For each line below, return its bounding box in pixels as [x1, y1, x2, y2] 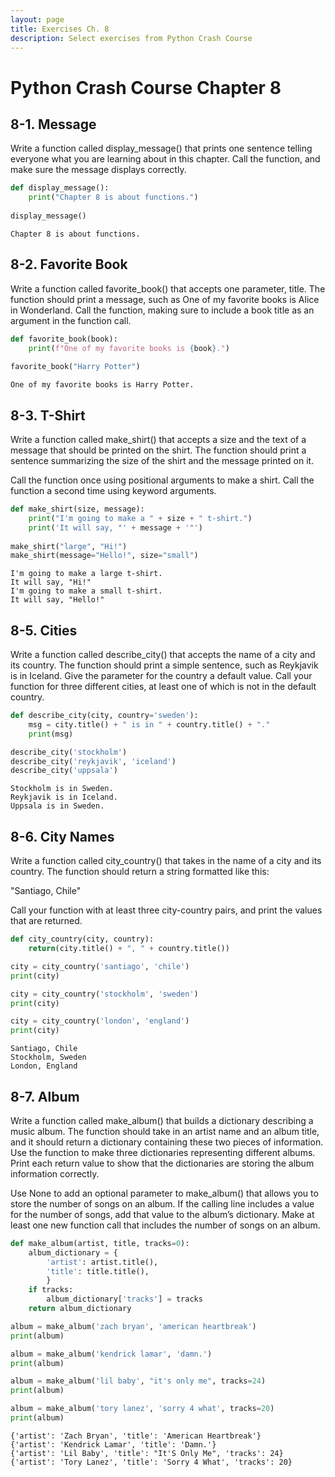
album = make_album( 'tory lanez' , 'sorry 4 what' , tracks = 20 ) [10, 1404, 275, 1414]
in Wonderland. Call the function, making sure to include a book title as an [10, 304, 315, 316]
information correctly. [10, 1167, 100, 1180]
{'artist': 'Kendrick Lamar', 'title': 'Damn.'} [10, 1439, 217, 1450]
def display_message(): [10, 183, 110, 193]
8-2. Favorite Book [10, 256, 128, 273]
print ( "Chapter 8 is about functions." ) [28, 192, 199, 203]
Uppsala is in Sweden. [10, 801, 105, 811]
